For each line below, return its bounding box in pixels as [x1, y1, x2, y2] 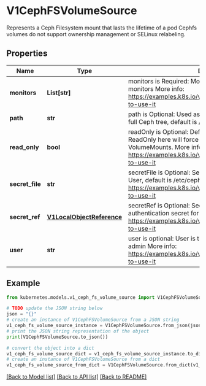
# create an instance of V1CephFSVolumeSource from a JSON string [6, 317, 180, 323]
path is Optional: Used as [128, 110, 200, 118]
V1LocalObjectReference [47, 212, 123, 221]
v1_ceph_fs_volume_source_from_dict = [6, 362, 105, 368]
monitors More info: [128, 84, 185, 93]
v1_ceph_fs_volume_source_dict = [6, 350, 92, 357]
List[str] [47, 88, 71, 97]
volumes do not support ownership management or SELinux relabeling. [6, 30, 186, 37]
